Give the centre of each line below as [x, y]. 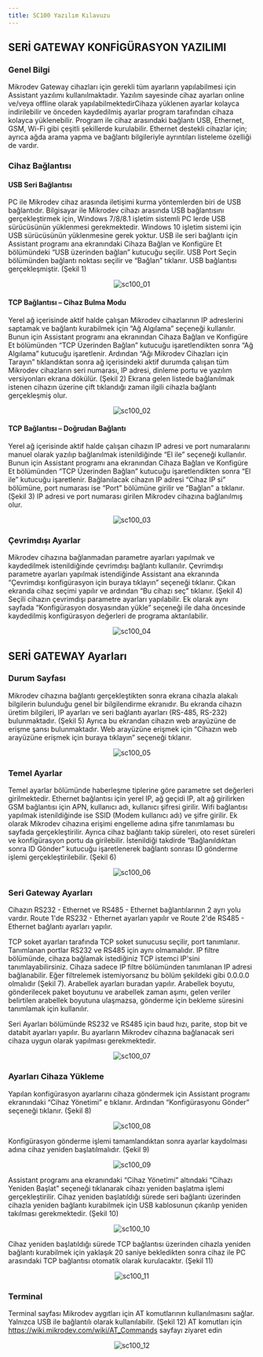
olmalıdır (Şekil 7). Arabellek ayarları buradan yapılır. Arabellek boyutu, [122, 984]
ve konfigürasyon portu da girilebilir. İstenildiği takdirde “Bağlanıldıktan [122, 840]
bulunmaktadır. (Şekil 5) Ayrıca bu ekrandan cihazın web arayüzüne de [122, 721]
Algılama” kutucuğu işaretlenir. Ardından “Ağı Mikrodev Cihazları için [119, 353]
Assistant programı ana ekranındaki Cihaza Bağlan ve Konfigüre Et [115, 244]
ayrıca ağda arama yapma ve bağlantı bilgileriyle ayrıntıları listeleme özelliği [130, 137]
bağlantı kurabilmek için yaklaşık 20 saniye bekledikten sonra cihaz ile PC [127, 1252]
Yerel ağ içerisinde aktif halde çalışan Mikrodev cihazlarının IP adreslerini [126, 320]
